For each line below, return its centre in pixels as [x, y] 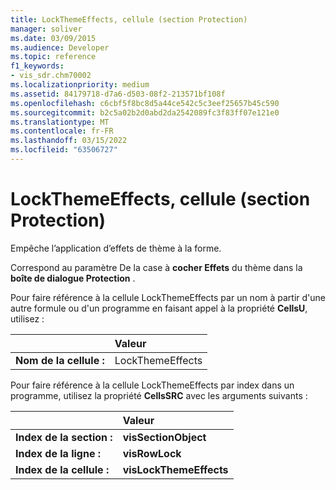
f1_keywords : [37, 66]
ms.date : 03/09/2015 [53, 38]
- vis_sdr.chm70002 [51, 76]
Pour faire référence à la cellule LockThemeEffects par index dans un [152, 385]
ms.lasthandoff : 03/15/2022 [69, 141]
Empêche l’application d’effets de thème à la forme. [116, 248]
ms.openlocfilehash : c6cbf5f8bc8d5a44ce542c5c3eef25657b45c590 [145, 103]
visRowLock [152, 453]
